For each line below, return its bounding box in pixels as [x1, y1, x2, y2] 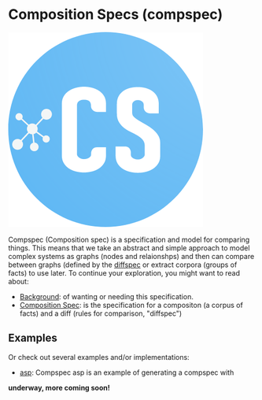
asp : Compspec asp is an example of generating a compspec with [19, 368, 234, 377]
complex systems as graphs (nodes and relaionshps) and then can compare [8, 251, 255, 261]
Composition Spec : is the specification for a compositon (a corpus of [19, 300, 244, 309]
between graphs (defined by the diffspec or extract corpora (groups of [8, 260, 238, 269]
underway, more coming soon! [8, 383, 110, 392]
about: [8, 276, 29, 286]
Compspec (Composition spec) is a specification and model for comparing [8, 235, 250, 244]
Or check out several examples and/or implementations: [8, 352, 190, 361]
